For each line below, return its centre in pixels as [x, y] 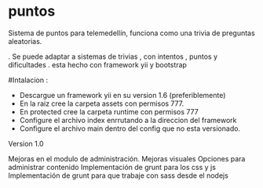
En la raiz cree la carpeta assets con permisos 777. [102, 103]
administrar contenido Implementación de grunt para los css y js [112, 167]
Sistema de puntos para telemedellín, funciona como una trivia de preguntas [131, 33]
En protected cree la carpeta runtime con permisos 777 [109, 111]
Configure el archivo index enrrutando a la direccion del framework [128, 120]
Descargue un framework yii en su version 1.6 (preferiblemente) [122, 95]
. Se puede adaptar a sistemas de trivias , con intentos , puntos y [113, 56]
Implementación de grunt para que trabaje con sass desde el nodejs [119, 175]
